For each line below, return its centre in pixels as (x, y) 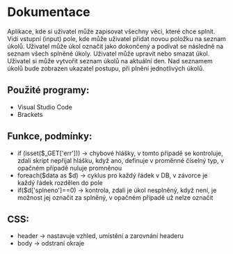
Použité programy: (48, 90)
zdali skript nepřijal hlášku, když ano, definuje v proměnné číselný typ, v (121, 160)
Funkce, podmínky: (50, 136)
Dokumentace (49, 12)
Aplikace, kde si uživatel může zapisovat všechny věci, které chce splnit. (111, 31)
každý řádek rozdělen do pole (60, 182)
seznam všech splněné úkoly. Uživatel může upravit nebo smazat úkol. (109, 54)
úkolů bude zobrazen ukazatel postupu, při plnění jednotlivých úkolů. (106, 68)
